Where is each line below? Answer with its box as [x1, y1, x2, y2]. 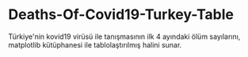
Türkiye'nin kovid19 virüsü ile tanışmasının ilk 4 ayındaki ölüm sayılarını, [8, 32, 241, 41]
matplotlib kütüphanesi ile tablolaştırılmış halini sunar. [8, 40, 182, 49]
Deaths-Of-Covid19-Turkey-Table [8, 6, 235, 24]
